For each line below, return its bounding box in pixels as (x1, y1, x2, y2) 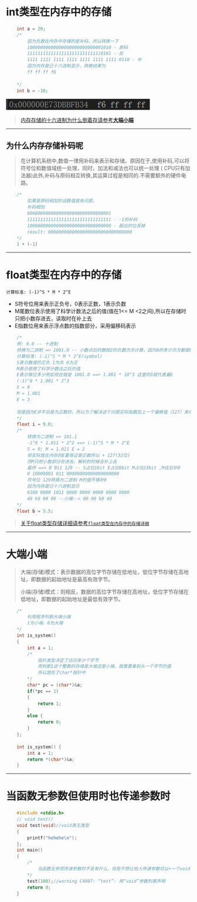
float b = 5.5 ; (16, 508, 54, 514)
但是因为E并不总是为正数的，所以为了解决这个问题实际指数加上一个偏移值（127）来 (16, 409, 189, 415)
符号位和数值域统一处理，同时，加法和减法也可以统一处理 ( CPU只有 (20, 165, 186, 172)
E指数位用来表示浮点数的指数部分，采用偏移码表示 (14, 322, 137, 329)
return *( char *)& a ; (27, 756, 75, 762)
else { (27, 713, 43, 719)
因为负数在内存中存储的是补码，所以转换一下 (27, 38, 119, 44)
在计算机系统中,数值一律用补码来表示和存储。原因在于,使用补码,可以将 (20, 157, 189, 164)
